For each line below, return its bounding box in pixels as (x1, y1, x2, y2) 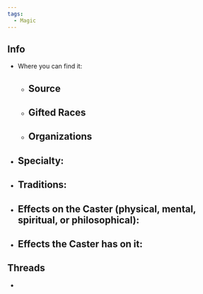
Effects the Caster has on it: (17, 238, 143, 250)
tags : (7, 10, 23, 18)
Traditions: (17, 179, 67, 191)
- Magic (13, 17, 37, 24)
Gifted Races (28, 107, 86, 119)
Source (28, 82, 62, 94)
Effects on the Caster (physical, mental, (17, 203, 197, 215)
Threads (7, 262, 46, 274)
